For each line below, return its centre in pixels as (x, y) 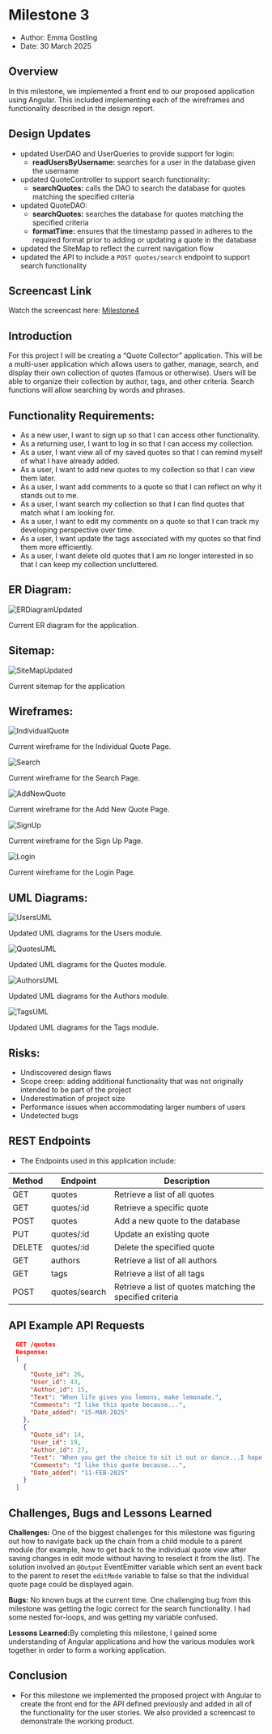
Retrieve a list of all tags (159, 1273)
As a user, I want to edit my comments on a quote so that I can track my (140, 521)
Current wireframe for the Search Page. (74, 778)
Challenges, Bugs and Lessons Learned (110, 1513)
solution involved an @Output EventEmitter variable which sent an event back (136, 1567)
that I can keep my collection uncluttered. (89, 564)
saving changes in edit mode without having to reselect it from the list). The (134, 1558)
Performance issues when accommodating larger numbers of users (133, 1107)
